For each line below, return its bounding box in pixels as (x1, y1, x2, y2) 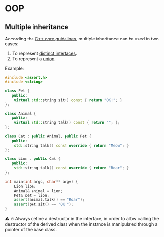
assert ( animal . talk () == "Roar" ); (14, 197, 85, 202)
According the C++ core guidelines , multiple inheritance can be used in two (5, 36, 159, 41)
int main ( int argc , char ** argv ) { (5, 179, 78, 184)
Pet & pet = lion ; (14, 193, 50, 198)
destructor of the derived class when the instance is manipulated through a (5, 221, 158, 227)
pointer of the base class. (5, 226, 57, 232)
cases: (5, 41, 19, 47)
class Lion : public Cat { (5, 157, 61, 161)
